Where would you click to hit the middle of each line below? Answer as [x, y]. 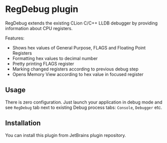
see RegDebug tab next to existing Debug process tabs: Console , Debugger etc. [84, 107]
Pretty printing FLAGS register [43, 63]
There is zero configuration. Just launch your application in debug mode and [84, 102]
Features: [15, 38]
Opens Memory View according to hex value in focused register [78, 74]
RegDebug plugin [42, 9]
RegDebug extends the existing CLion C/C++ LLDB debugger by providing [82, 23]
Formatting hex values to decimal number [55, 58]
